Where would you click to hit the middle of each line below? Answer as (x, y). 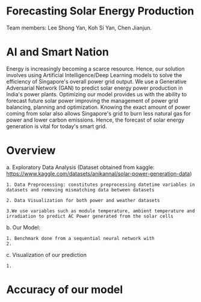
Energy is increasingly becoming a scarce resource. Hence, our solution (96, 69)
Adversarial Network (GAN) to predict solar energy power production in (94, 88)
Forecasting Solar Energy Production (100, 11)
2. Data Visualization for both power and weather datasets (83, 200)
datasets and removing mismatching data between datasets (80, 190)
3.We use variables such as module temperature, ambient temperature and (101, 211)
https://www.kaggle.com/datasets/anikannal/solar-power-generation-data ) (99, 173)
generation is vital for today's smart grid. (57, 126)
